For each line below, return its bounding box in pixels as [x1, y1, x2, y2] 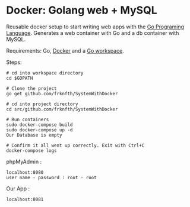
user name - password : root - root [6, 174, 97, 180]
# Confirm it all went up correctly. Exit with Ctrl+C [6, 143, 145, 148]
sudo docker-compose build [6, 122, 73, 128]
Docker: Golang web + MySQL [6, 4, 157, 17]
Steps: [6, 59, 22, 66]
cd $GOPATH [6, 75, 33, 81]
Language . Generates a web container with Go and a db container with [6, 29, 179, 36]
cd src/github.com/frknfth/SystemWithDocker [6, 106, 118, 112]
